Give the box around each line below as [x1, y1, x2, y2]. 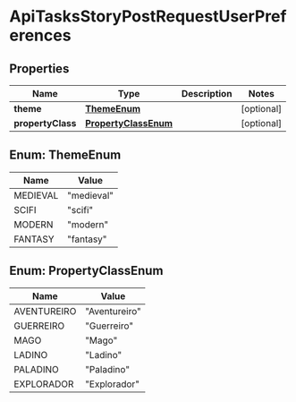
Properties [9, 61, 70, 76]
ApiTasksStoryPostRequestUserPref [9, 6, 287, 27]
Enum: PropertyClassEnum [9, 263, 164, 278]
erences [9, 25, 72, 46]
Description [181, 88, 233, 99]
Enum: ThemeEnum [9, 148, 122, 163]
